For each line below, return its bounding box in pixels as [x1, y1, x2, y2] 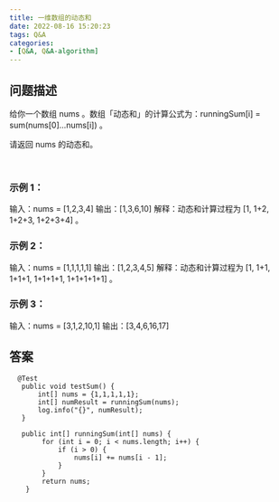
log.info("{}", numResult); [37, 405, 144, 414]
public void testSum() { [21, 382, 116, 391]
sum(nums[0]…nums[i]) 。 [9, 119, 108, 130]
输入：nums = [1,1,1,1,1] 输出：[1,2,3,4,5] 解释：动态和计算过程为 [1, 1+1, [9, 261, 271, 272]
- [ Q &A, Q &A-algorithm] [9, 47, 99, 56]
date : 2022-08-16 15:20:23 [9, 22, 111, 31]
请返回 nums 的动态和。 [9, 138, 98, 149]
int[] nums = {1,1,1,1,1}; [37, 390, 140, 399]
